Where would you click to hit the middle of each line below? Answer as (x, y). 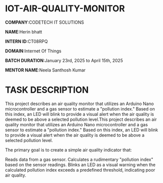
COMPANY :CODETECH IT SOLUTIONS (45, 22)
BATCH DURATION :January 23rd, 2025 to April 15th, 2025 (64, 60)
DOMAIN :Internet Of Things (33, 51)
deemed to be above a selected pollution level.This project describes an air (81, 119)
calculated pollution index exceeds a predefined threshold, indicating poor (80, 170)
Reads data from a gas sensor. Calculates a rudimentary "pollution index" (79, 159)
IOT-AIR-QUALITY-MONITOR (65, 9)
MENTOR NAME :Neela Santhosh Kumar (45, 70)
